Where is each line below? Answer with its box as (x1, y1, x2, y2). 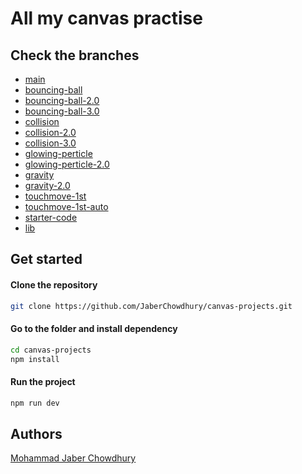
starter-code (24, 212, 78, 223)
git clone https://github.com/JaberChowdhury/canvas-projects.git (10, 301, 293, 311)
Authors (10, 425, 63, 442)
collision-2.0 (24, 127, 77, 138)
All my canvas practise (10, 7, 203, 30)
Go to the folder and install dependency (10, 323, 178, 335)
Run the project (10, 376, 76, 388)
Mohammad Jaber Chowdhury (10, 452, 137, 464)
